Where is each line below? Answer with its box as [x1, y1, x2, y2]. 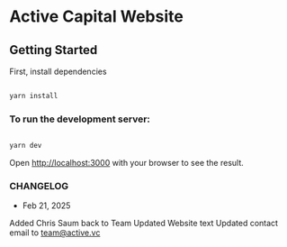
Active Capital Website [9, 6, 184, 27]
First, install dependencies [9, 66, 107, 77]
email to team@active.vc [9, 227, 101, 238]
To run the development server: [9, 113, 151, 125]
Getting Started [9, 42, 98, 58]
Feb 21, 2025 [22, 200, 71, 211]
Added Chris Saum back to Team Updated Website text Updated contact [9, 218, 279, 229]
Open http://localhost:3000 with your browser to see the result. [9, 158, 245, 169]
